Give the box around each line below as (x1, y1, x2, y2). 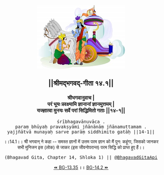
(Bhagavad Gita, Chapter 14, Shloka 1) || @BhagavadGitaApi (4, 154, 158, 160)
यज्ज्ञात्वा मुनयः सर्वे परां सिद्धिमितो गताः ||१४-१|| (37, 107, 125, 114)
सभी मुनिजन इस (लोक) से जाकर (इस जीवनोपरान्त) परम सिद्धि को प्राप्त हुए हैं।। (17, 144, 145, 150)
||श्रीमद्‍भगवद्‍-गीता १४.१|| (48, 79, 114, 88)
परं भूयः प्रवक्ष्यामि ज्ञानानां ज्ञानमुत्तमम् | (47, 101, 115, 108)
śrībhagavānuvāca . (57, 118, 105, 124)
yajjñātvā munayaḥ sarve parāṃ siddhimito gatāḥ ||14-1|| (7, 129, 155, 135)
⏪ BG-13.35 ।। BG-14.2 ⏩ (53, 164, 109, 170)
